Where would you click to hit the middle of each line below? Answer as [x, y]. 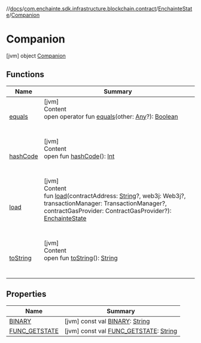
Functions [25, 75]
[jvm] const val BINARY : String [107, 321]
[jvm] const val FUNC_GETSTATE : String [121, 330]
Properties [26, 294]
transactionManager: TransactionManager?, [105, 203]
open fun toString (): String [81, 258]
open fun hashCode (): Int [79, 156]
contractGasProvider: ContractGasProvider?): [108, 211]
